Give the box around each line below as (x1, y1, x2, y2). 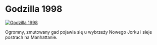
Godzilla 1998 (5, 3, 63, 15)
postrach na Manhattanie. (5, 34, 58, 40)
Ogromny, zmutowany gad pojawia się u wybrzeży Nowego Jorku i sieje (5, 29, 153, 35)
